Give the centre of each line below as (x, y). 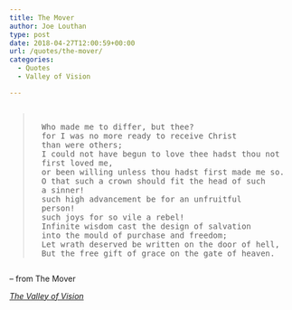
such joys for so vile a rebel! (113, 217)
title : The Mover (42, 18)
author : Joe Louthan (48, 26)
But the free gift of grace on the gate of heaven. (158, 253)
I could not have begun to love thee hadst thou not (160, 154)
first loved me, (77, 163)
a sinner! (63, 190)
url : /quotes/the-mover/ (56, 52)
